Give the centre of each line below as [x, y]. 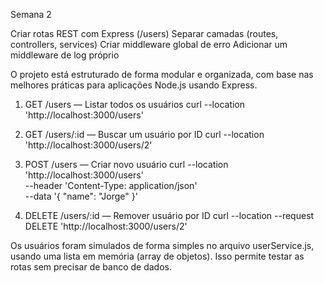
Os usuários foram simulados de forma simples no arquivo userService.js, [162, 245]
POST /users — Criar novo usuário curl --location [126, 164]
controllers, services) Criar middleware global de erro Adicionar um [149, 44]
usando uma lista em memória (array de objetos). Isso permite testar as [157, 256]
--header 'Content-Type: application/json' [111, 185]
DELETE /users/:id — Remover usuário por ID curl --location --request [169, 215]
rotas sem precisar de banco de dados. [91, 267]
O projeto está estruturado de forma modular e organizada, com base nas [162, 74]
